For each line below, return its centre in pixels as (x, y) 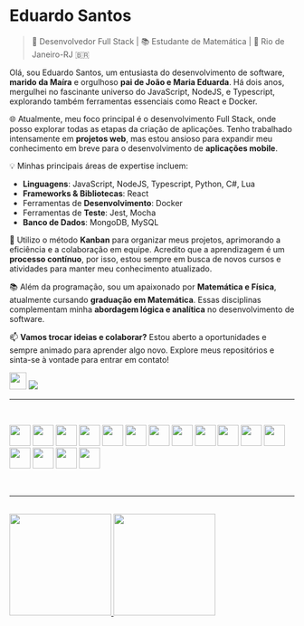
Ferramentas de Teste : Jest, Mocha (89, 213)
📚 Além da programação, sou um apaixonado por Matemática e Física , (143, 287)
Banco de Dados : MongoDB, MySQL (90, 222)
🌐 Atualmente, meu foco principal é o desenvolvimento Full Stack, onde (143, 119)
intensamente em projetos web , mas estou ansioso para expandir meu (141, 138)
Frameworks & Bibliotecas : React (85, 193)
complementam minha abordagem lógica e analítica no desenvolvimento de (152, 309)
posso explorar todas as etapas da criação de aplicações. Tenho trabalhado (151, 128)
